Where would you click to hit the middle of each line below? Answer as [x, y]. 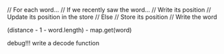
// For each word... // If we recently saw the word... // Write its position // [109, 10]
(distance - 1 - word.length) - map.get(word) [70, 30]
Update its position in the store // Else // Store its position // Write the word [112, 17]
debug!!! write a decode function [53, 43]
